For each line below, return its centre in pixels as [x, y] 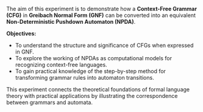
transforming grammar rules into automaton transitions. [84, 78]
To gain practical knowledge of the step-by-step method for [91, 71]
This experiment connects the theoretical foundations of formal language [98, 89]
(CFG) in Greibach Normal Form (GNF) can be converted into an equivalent [101, 15]
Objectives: [21, 33]
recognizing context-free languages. [61, 65]
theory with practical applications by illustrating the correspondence [92, 96]
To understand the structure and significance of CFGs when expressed [104, 45]
